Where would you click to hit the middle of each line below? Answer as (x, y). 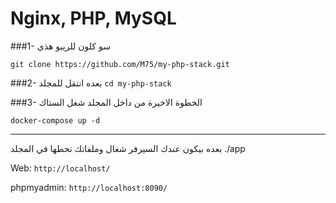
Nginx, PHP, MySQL (93, 18)
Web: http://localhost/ (60, 168)
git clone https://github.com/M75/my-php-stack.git (120, 64)
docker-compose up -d (55, 120)
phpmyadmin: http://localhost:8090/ (89, 187)
